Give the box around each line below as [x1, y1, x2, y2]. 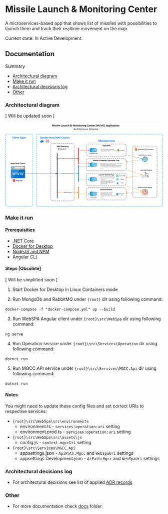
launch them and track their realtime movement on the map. [5, 25, 128, 31]
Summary [5, 63, 25, 69]
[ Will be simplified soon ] [5, 276, 57, 282]
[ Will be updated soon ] [5, 113, 55, 119]
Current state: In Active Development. [5, 35, 83, 41]
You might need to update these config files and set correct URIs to [5, 403, 144, 409]
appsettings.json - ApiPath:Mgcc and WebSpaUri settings [19, 450, 133, 456]
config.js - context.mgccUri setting [19, 439, 91, 445]
